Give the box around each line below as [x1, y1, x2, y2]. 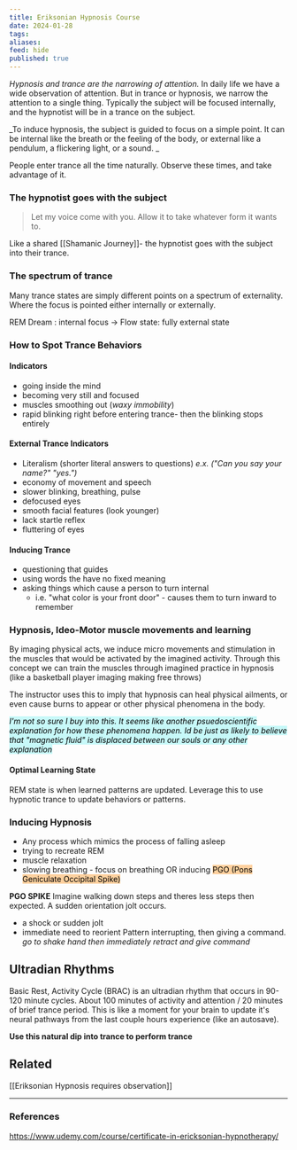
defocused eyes [21, 496, 81, 506]
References [9, 1110, 60, 1123]
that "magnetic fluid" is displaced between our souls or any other [9, 735, 248, 746]
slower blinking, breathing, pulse [21, 486, 141, 497]
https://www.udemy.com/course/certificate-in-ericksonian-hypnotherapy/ [9, 1130, 279, 1141]
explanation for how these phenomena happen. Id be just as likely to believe [9, 725, 287, 736]
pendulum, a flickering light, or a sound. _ [9, 143, 160, 153]
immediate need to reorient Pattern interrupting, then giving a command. [21, 927, 286, 937]
